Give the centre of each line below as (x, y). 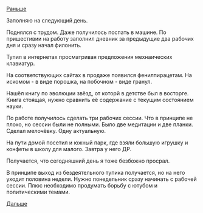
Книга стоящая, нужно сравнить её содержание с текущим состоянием (100, 100)
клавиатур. (21, 63)
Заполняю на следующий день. (47, 20)
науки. (15, 106)
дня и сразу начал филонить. (44, 45)
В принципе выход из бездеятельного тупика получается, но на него (96, 173)
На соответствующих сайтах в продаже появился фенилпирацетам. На (99, 75)
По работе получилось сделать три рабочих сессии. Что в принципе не (100, 118)
